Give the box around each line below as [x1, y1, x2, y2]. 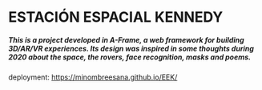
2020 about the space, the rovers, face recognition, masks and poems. [8, 52, 251, 62]
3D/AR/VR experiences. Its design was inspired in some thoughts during [8, 43, 255, 53]
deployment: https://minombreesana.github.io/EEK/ [8, 72, 178, 82]
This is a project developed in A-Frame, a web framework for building [8, 35, 244, 44]
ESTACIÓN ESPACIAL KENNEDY [8, 8, 224, 27]
